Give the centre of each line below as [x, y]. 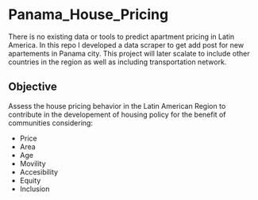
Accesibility [39, 171]
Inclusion [35, 189]
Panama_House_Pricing [89, 15]
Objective [33, 87]
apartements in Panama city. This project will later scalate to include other [129, 53]
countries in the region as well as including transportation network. [117, 62]
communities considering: [51, 123]
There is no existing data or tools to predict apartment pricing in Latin [121, 37]
